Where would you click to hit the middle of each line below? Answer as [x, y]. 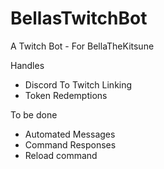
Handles [27, 65]
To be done [34, 114]
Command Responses [70, 144]
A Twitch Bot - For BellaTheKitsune [82, 46]
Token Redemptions [66, 95]
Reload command [61, 155]
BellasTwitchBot [79, 18]
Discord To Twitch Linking [78, 84]
